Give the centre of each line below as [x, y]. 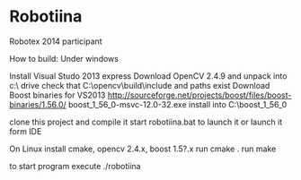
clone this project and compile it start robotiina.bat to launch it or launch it [146, 122]
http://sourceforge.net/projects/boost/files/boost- [199, 95]
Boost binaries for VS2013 [58, 95]
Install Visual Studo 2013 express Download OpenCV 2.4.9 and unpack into [148, 76]
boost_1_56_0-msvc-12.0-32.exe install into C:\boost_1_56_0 [178, 104]
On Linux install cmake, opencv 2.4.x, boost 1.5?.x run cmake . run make [143, 149]
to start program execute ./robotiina [75, 166]
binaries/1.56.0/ [38, 104]
